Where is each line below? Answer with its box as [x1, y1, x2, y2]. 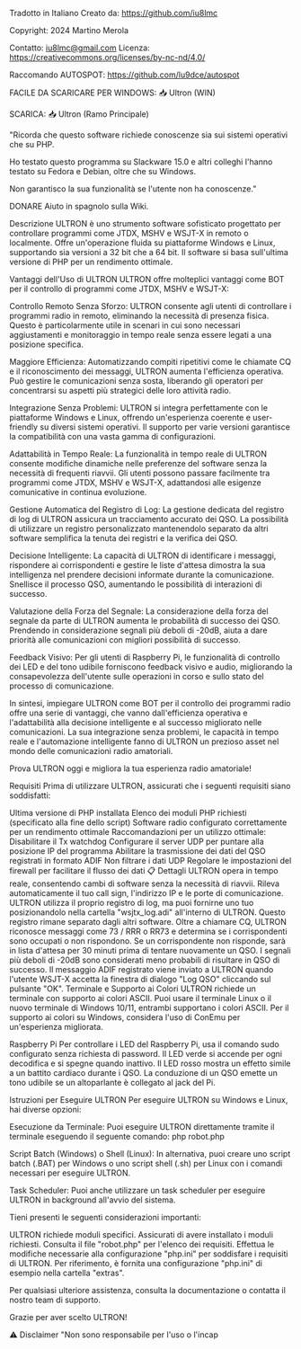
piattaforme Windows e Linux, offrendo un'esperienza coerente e [9, 413, 252, 422]
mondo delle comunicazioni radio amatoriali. [9, 746, 173, 756]
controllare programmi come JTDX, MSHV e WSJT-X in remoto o [9, 228, 249, 238]
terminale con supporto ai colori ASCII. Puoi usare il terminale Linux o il [9, 993, 272, 1003]
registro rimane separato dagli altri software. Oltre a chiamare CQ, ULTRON [9, 917, 288, 927]
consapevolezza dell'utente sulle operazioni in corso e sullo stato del [9, 671, 264, 681]
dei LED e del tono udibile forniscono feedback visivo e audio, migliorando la [9, 661, 293, 672]
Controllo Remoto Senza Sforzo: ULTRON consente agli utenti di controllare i [9, 301, 292, 311]
